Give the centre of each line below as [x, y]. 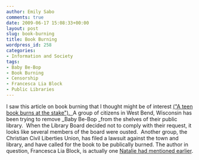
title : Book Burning [32, 39]
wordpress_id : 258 [29, 45]
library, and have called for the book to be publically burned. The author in [97, 144]
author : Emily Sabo [30, 12]
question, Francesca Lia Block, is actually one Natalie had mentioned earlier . [100, 150]
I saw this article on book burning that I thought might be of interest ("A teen [99, 106]
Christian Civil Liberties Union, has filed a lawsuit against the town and [92, 138]
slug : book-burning [30, 34]
